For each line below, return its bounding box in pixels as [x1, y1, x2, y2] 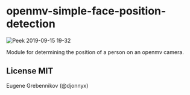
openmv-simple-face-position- [6, 4, 166, 18]
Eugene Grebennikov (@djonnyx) [6, 82, 89, 89]
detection [6, 17, 55, 31]
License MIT [6, 66, 54, 76]
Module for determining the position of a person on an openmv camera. [6, 48, 184, 55]
